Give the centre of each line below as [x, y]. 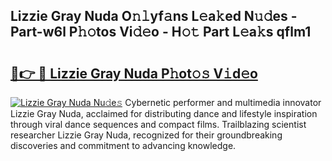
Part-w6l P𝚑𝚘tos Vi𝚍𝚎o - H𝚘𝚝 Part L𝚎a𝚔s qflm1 [161, 32]
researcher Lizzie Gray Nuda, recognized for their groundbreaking [146, 135]
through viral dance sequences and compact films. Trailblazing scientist [158, 124]
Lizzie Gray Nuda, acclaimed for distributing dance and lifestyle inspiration [164, 113]
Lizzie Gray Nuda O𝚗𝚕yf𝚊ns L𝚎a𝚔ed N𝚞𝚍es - [154, 16]
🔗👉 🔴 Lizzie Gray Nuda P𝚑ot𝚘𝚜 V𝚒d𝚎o [134, 73]
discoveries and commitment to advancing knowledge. [123, 145]
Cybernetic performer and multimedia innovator [223, 102]
